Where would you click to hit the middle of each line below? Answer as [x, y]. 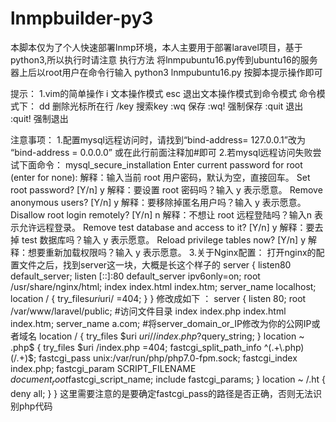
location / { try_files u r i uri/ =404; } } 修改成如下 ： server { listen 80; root [158, 298]
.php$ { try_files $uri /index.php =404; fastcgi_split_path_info [136, 347]
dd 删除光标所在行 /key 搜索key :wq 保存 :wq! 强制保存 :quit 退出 [171, 106]
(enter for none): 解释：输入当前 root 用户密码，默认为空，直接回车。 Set [160, 177]
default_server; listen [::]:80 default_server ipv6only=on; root [135, 276]
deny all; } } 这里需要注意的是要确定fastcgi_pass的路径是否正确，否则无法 [162, 393]
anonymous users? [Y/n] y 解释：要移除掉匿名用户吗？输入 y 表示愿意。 [158, 202]
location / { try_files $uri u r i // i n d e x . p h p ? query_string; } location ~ [171, 336]
